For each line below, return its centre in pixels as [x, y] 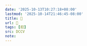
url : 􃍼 [12, 23]
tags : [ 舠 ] [16, 27]
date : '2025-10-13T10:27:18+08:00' [41, 9]
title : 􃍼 [14, 18]
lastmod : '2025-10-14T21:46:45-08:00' [44, 14]
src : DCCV [15, 32]
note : [10, 36]
